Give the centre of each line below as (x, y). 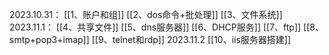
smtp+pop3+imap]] (49, 39)
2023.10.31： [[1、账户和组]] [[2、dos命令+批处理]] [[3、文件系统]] (146, 14)
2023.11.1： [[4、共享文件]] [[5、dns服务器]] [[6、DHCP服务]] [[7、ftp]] (155, 27)
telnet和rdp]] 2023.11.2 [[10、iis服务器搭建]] (202, 39)
